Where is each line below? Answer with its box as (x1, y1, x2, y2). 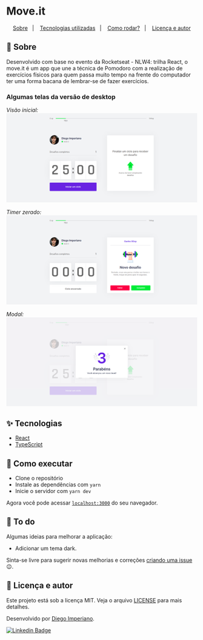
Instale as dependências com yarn (15, 481, 101, 488)
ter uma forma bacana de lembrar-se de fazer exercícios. (6, 77, 149, 84)
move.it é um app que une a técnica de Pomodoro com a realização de (6, 64, 183, 72)
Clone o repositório (15, 474, 64, 482)
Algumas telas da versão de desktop (6, 92, 116, 101)
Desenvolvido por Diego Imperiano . (6, 614, 95, 622)
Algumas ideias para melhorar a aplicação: (6, 533, 113, 540)
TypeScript (15, 441, 43, 448)
